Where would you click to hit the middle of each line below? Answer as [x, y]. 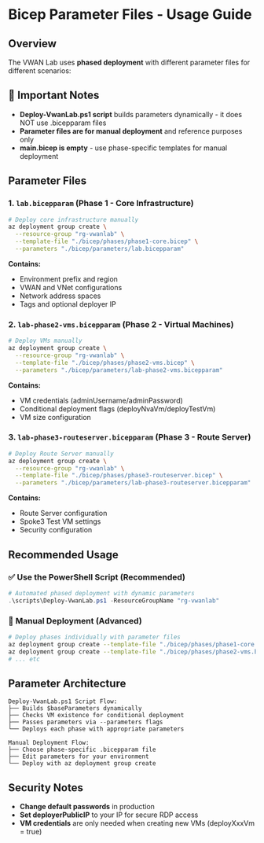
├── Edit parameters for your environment [79, 756]
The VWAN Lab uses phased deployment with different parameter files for [129, 62]
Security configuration [56, 530]
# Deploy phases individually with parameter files [94, 637]
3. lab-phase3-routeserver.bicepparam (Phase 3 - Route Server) [130, 437]
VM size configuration [55, 417]
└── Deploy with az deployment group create [82, 764]
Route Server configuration [63, 514]
